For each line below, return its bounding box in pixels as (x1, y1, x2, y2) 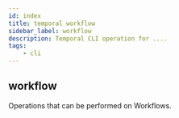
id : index (8, 11, 42, 20)
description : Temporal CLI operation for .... (8, 34, 168, 43)
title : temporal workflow (8, 19, 95, 27)
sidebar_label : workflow (8, 27, 92, 35)
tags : (8, 42, 27, 50)
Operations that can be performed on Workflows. (8, 100, 172, 110)
